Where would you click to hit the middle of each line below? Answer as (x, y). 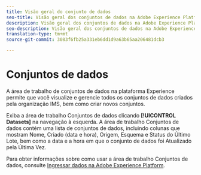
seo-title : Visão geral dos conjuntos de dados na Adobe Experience (93, 17)
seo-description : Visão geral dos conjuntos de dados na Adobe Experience (101, 28)
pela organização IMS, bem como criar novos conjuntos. (76, 104)
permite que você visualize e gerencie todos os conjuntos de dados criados (100, 97)
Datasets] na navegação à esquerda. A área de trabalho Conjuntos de (93, 122)
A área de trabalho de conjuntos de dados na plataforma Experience (90, 91)
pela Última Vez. (26, 147)
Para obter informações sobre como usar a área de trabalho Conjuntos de (97, 159)
